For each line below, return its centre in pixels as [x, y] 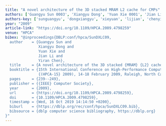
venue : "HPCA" [20, 33]
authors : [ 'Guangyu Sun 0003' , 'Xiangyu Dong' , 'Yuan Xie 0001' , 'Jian [80, 14]
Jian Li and [51, 56]
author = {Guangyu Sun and [41, 42]
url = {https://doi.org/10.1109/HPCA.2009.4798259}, [72, 93]
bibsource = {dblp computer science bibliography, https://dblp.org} [83, 111]
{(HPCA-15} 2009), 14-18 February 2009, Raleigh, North [97, 74]
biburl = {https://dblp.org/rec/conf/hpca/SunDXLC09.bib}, [75, 107]
